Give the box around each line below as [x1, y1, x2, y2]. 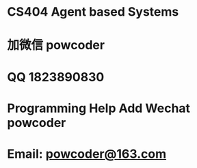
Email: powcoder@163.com [7, 146, 166, 161]
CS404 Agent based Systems [7, 4, 179, 20]
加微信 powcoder [7, 38, 105, 53]
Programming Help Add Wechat [7, 100, 190, 116]
